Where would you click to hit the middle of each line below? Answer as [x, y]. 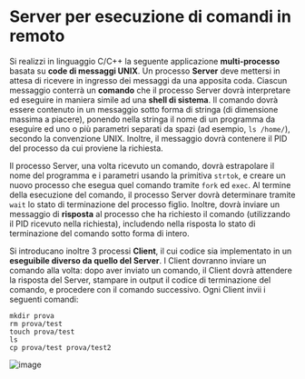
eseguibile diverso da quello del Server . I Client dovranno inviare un [138, 260]
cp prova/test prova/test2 [60, 347]
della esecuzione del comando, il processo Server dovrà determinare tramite [152, 194]
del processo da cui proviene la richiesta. [86, 148]
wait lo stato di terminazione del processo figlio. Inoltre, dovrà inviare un [144, 204]
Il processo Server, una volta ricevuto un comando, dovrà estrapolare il [142, 165]
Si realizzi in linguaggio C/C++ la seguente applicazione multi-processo [145, 61]
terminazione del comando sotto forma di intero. [100, 233]
